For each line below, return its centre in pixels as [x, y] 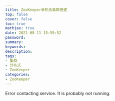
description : [19, 51]
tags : [11, 56]
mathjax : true [20, 28]
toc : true [15, 24]
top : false [16, 14]
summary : [14, 42]
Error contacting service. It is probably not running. [58, 93]
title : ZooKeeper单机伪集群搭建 [36, 10]
